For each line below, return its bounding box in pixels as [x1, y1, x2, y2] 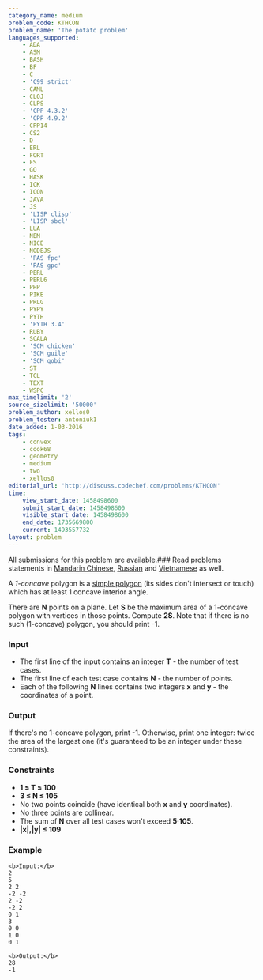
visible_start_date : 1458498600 [22, 511, 129, 519]
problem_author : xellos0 [8, 409, 90, 416]
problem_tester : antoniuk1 [8, 416, 97, 424]
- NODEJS [22, 247, 51, 254]
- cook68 [22, 445, 51, 453]
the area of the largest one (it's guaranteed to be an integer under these [8, 737, 242, 746]
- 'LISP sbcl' [22, 217, 69, 225]
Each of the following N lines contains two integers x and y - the [19, 682, 229, 692]
